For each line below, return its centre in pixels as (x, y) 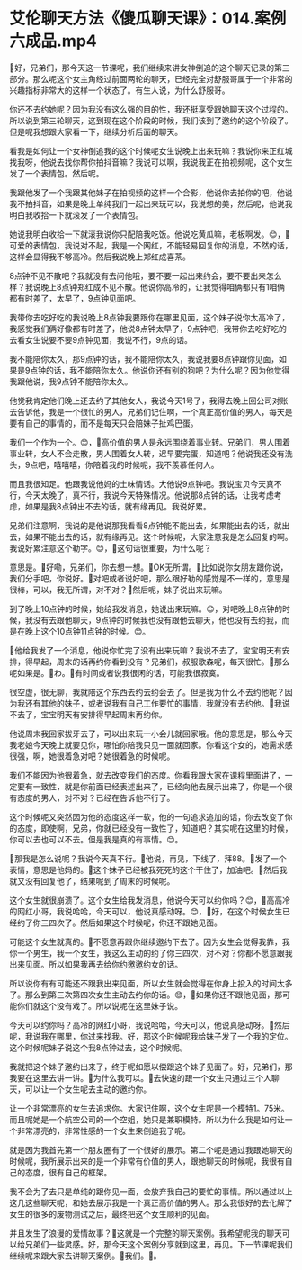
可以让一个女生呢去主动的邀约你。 (88, 1089)
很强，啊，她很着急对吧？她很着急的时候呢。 (92, 756)
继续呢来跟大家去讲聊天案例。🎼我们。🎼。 (85, 1256)
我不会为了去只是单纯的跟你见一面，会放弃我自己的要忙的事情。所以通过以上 (151, 1191)
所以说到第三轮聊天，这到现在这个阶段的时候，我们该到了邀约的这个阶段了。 (151, 120)
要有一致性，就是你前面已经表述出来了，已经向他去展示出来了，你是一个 (151, 786)
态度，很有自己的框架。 (68, 1172)
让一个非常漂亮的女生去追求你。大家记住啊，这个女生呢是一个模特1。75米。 (149, 1108)
